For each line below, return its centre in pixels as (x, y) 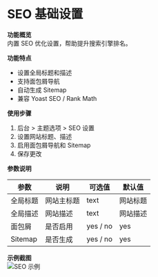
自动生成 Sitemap (42, 90)
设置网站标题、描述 (45, 136)
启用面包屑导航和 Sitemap (54, 145)
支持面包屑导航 (38, 81)
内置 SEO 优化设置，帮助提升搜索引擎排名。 (69, 43)
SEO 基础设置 (45, 14)
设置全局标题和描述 (45, 73)
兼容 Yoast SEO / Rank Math (57, 98)
